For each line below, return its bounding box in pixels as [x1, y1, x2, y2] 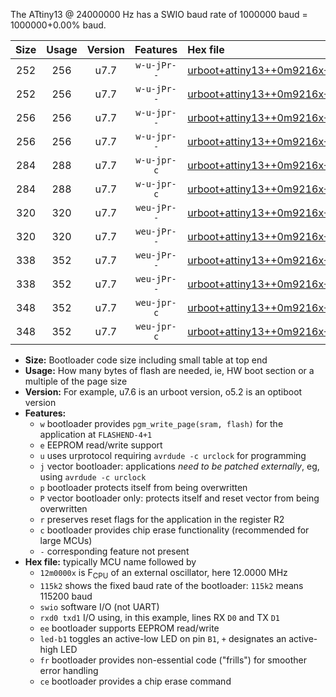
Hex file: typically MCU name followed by [24, 556, 197, 568]
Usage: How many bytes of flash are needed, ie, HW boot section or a [24, 365, 315, 376]
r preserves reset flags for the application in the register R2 [39, 514, 285, 525]
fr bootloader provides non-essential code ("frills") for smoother [39, 654, 308, 666]
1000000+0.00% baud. [10, 19, 107, 31]
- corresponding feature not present [39, 545, 190, 557]
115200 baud [39, 590, 93, 602]
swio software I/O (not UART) [39, 600, 160, 613]
